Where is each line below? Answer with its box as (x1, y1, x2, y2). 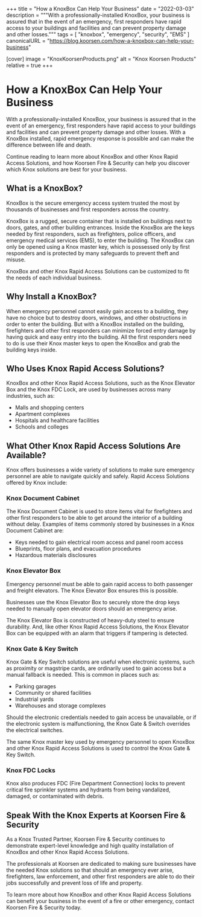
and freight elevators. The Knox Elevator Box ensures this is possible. (6, 587, 178, 594)
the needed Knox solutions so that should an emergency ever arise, (6, 866, 174, 874)
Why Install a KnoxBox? (6, 292, 97, 302)
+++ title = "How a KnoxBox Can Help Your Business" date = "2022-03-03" (6, 5, 194, 12)
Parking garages (14, 683, 56, 690)
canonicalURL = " (6, 37, 50, 44)
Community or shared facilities (14, 689, 92, 697)
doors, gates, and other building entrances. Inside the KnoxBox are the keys (6, 223, 195, 231)
